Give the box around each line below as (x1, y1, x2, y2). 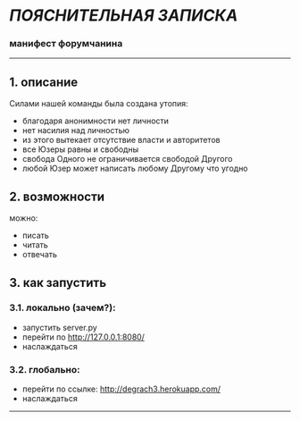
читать (21, 240, 49, 250)
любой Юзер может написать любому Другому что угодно (21, 163, 248, 174)
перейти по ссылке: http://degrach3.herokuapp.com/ (21, 383, 221, 394)
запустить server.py (21, 322, 98, 333)
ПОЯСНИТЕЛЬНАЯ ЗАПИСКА (9, 5, 238, 26)
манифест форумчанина (9, 38, 123, 50)
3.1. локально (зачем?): (9, 301, 116, 314)
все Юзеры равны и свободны (21, 144, 139, 155)
